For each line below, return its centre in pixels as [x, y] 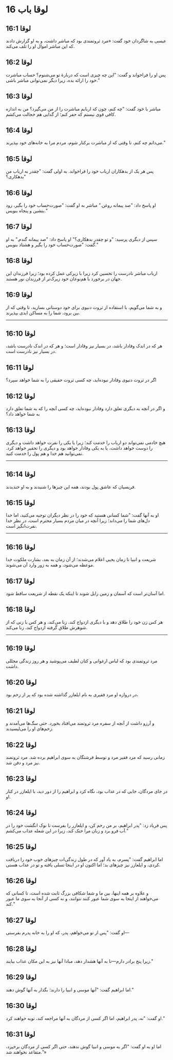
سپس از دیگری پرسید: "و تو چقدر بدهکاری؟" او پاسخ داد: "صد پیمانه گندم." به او [82, 239]
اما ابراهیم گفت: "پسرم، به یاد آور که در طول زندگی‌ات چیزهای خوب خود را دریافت [84, 859]
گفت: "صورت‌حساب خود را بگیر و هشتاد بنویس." [52, 245]
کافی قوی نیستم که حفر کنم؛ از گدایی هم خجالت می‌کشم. [61, 114]
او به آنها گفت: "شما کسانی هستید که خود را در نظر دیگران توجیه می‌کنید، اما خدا [82, 515]
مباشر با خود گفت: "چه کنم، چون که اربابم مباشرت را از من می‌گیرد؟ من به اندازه [83, 108]
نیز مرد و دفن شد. [23, 763]
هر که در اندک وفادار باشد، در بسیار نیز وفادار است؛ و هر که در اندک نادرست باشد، [84, 346]
